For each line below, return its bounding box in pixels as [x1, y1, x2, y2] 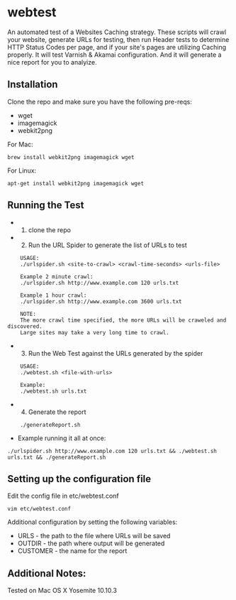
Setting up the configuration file [7, 473, 152, 485]
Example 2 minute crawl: [20, 273, 94, 280]
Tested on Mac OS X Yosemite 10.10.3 [7, 587, 117, 595]
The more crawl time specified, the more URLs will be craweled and [20, 317, 227, 324]
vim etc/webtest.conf [7, 506, 72, 513]
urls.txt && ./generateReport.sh [7, 454, 106, 461]
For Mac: [7, 140, 33, 148]
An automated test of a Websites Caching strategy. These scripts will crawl [7, 28, 227, 36]
